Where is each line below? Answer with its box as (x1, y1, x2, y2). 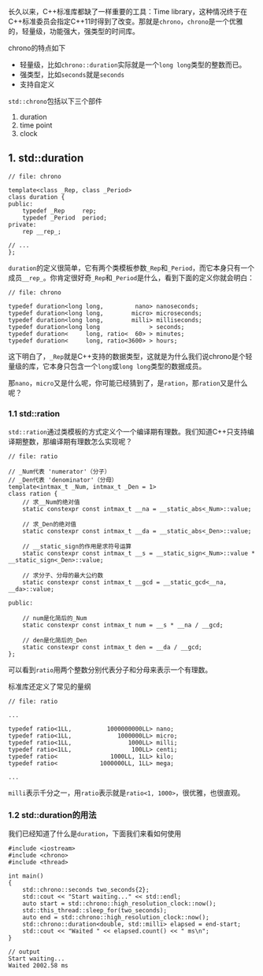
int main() (8, 872, 44, 880)
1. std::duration (8, 152, 84, 165)
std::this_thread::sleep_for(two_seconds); (22, 907, 168, 915)
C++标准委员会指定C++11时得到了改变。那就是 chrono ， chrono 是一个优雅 (8, 17, 243, 26)
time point (19, 120, 53, 130)
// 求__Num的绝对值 (22, 498, 80, 506)
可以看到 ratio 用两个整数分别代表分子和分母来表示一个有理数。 (8, 665, 213, 675)
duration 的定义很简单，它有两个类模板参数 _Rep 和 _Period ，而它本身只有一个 (8, 263, 255, 272)
